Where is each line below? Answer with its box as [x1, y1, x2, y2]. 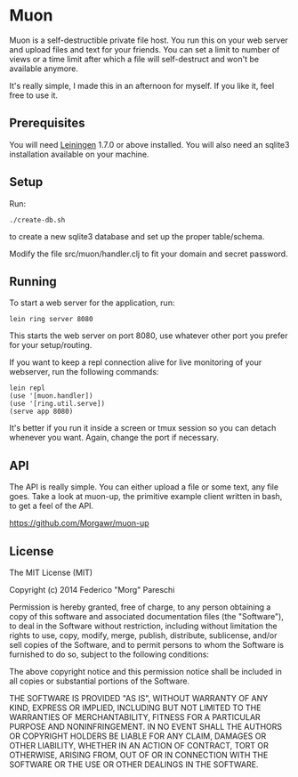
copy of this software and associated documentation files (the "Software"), [9, 611, 285, 621]
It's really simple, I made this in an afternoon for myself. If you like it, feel [9, 80, 275, 91]
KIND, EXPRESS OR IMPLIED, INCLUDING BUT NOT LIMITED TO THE [9, 702, 262, 713]
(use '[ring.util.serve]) [9, 400, 105, 409]
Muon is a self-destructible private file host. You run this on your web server [9, 35, 289, 45]
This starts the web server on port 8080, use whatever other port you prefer [9, 330, 288, 341]
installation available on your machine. [9, 149, 149, 159]
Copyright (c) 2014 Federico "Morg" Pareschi [9, 585, 175, 595]
